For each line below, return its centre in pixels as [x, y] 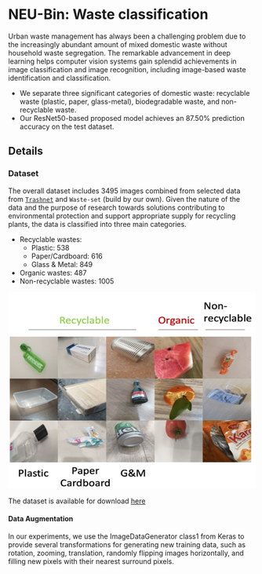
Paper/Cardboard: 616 [67, 256]
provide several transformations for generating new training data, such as [127, 544]
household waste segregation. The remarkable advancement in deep [120, 53]
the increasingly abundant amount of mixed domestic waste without [118, 44]
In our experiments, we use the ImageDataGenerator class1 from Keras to [126, 536]
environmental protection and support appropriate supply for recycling [122, 216]
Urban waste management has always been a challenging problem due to [127, 36]
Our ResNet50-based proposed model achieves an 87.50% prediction [132, 118]
